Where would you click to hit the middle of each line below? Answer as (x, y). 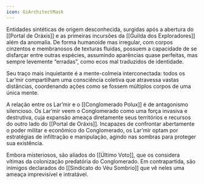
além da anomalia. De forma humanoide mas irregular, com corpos (90, 42)
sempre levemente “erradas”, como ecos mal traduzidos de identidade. (95, 61)
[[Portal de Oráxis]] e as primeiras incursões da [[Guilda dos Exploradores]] (101, 36)
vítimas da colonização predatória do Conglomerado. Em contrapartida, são (101, 161)
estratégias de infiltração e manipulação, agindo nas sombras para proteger (101, 137)
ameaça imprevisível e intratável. (47, 174)
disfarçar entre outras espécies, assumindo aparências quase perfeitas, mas (102, 55)
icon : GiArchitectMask (35, 12)
